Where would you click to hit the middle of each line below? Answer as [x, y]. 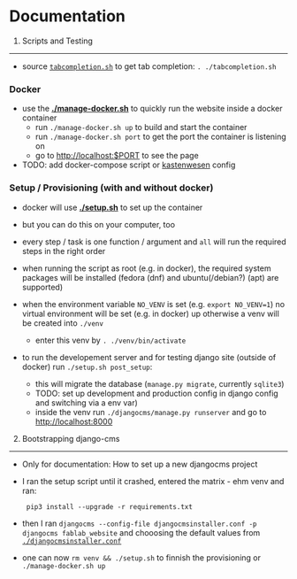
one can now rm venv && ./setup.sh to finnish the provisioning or [141, 557]
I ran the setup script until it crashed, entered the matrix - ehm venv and [153, 481]
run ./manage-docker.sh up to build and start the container [141, 127]
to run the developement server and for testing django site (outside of [149, 357]
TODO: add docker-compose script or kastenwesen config [129, 165]
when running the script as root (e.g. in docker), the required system [146, 268]
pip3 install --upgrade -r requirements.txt [109, 506]
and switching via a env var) [87, 402]
